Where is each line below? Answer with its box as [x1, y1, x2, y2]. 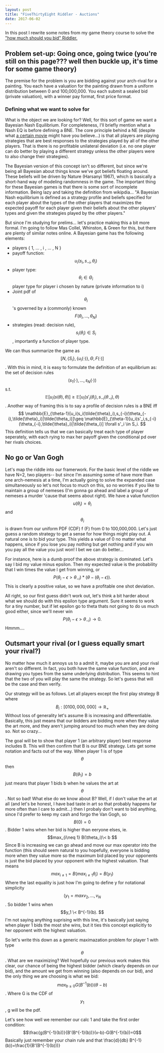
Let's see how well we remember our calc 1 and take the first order [5, 1017, 140, 1022]
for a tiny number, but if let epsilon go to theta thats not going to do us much [5, 603, 159, 609]
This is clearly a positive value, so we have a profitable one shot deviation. [5, 583, 155, 589]
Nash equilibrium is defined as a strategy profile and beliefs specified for [5, 195, 152, 200]
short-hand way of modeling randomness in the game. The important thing [5, 179, 156, 185]
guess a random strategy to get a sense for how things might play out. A [5, 531, 151, 537]
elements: [5, 235, 25, 241]
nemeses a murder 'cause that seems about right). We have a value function [5, 493, 159, 498]
